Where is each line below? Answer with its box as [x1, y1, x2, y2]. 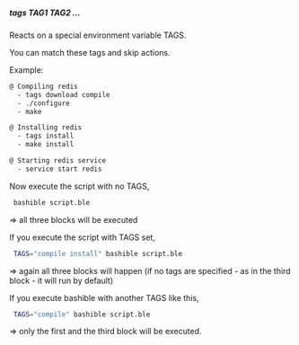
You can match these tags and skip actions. [9, 47, 171, 57]
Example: [9, 64, 44, 75]
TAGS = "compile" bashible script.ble [13, 310, 151, 319]
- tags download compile [17, 90, 110, 99]
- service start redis [17, 164, 102, 173]
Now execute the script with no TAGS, [9, 181, 150, 191]
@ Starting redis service [9, 156, 106, 165]
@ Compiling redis [9, 82, 78, 91]
